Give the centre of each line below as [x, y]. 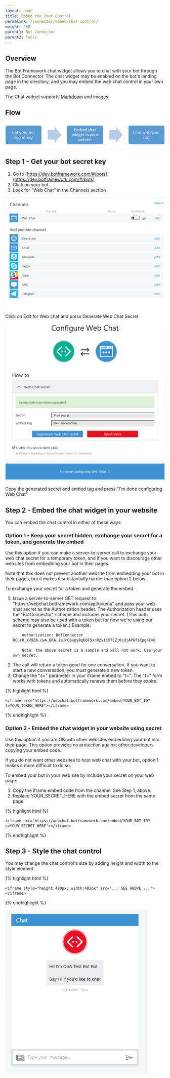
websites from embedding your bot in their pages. [57, 564]
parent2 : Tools [21, 37]
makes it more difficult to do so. [38, 765]
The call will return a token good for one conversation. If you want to [84, 665]
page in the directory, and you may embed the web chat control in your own [84, 82]
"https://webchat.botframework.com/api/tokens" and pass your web [84, 604]
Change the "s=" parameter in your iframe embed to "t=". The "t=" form [88, 675]
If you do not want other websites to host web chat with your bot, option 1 [82, 760]
